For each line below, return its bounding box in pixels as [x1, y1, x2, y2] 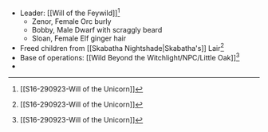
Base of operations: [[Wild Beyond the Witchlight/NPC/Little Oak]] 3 [19, 52, 240, 62]
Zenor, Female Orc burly [31, 16, 112, 26]
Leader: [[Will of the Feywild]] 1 [19, 7, 120, 17]
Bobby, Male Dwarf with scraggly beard [31, 25, 163, 34]
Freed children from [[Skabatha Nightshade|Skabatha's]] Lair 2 [19, 41, 225, 52]
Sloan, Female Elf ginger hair [31, 33, 127, 43]
